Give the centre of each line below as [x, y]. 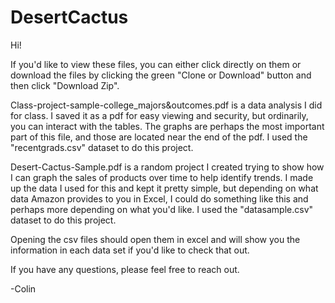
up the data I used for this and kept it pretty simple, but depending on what [164, 188]
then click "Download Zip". [65, 85]
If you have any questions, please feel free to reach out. [125, 269]
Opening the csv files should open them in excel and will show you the [155, 239]
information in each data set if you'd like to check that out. [130, 250]
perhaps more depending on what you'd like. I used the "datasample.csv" [162, 209]
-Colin [23, 288]
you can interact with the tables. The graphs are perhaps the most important [167, 126]
